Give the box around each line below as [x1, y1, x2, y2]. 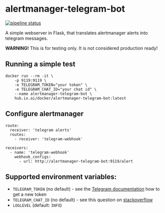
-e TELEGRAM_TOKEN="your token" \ [14, 82, 88, 87]
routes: [10, 132, 26, 137]
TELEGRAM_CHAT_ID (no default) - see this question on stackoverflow [12, 197, 153, 203]
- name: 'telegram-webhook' [10, 150, 70, 155]
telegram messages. [5, 35, 48, 41]
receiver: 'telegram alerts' [10, 127, 72, 132]
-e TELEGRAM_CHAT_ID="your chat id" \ [14, 87, 97, 92]
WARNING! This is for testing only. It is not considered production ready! [5, 45, 158, 51]
